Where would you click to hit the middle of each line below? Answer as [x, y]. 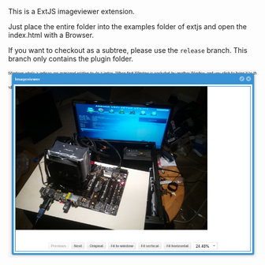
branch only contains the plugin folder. [71, 59]
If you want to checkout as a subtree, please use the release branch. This [128, 50]
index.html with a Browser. [51, 35]
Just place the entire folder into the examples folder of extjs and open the [127, 26]
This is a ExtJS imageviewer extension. [72, 11]
